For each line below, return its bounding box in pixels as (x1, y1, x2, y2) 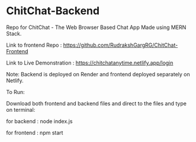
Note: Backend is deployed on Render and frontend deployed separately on (6, 70, 191, 78)
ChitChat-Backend (6, 4, 99, 18)
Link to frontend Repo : (6, 41, 62, 49)
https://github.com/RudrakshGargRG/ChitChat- (63, 41, 178, 49)
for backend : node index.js (6, 117, 73, 125)
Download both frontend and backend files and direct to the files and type (6, 99, 187, 107)
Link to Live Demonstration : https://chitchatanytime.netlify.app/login (6, 59, 173, 66)
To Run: (6, 88, 25, 95)
